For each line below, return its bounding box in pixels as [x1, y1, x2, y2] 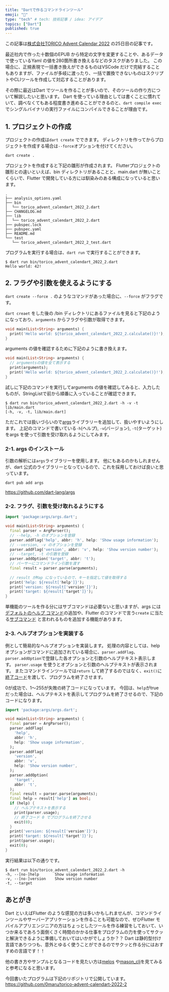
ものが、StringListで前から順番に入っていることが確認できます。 [5, 390, 139, 396]
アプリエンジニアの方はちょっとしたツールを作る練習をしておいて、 [18, 922, 159, 928]
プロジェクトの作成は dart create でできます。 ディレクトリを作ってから [5, 137, 155, 143]
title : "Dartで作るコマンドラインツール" [5, 7, 83, 13]
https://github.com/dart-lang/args [5, 489, 75, 495]
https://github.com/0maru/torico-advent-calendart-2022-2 [5, 981, 127, 987]
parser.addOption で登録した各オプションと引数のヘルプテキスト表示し [5, 655, 152, 661]
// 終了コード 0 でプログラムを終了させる [14, 815, 92, 820]
